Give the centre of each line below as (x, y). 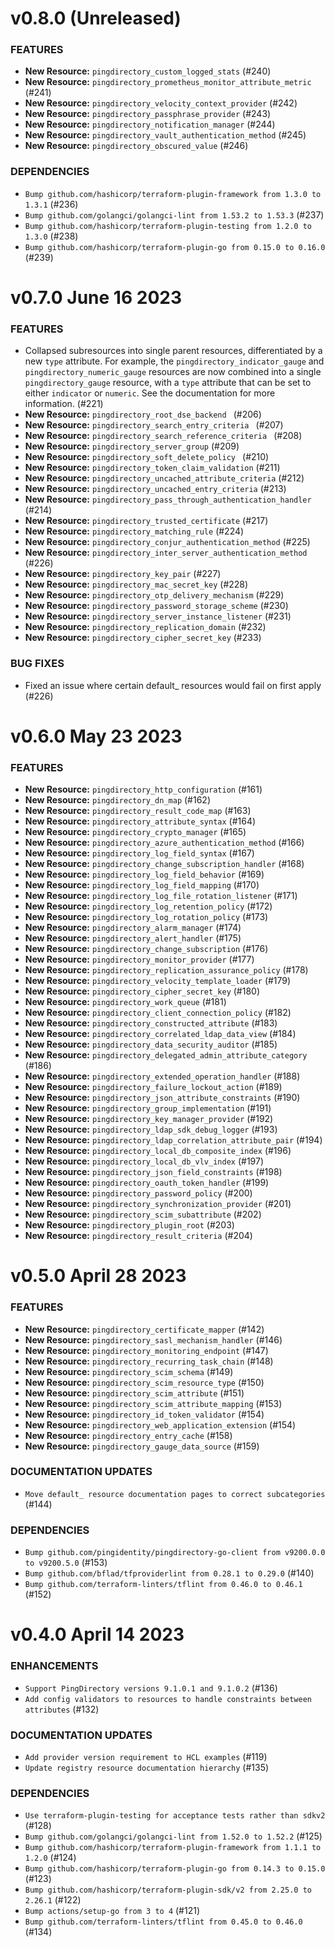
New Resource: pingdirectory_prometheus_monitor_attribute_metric (168, 82)
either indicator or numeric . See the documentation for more (150, 393)
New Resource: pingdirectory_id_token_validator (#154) (144, 1414)
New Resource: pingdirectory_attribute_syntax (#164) (140, 821)
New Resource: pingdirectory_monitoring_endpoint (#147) (146, 1350)
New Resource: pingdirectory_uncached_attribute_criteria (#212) (164, 478)
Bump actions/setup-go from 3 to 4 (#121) (112, 1911)
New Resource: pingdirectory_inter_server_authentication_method (166, 553)
